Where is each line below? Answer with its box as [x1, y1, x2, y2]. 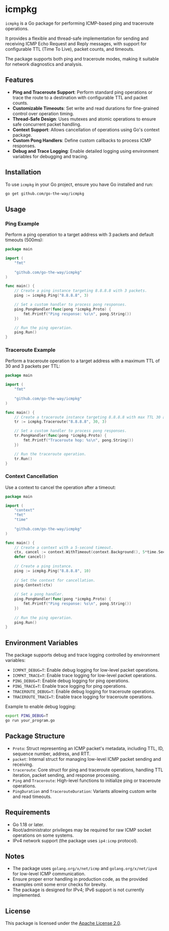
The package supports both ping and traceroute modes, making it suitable [5, 55, 159, 61]
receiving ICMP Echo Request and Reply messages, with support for [5, 40, 147, 46]
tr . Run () [14, 456, 33, 461]
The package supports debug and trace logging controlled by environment [5, 652, 160, 658]
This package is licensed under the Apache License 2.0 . [5, 920, 122, 926]
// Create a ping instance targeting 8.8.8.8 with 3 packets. [14, 288, 147, 293]
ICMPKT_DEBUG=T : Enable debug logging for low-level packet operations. [12, 667, 159, 673]
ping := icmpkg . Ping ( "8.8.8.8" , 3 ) [14, 293, 89, 298]
